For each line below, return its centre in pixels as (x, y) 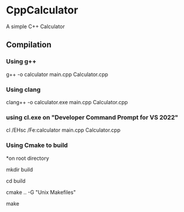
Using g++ (21, 61)
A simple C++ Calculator (36, 26)
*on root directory (28, 158)
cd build (16, 181)
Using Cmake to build (37, 145)
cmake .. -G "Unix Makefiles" (41, 192)
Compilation (29, 45)
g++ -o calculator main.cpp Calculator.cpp (57, 74)
